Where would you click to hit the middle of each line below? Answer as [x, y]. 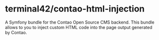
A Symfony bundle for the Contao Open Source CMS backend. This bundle [80, 22]
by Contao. [16, 32]
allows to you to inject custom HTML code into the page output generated [79, 27]
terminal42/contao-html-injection [75, 9]
